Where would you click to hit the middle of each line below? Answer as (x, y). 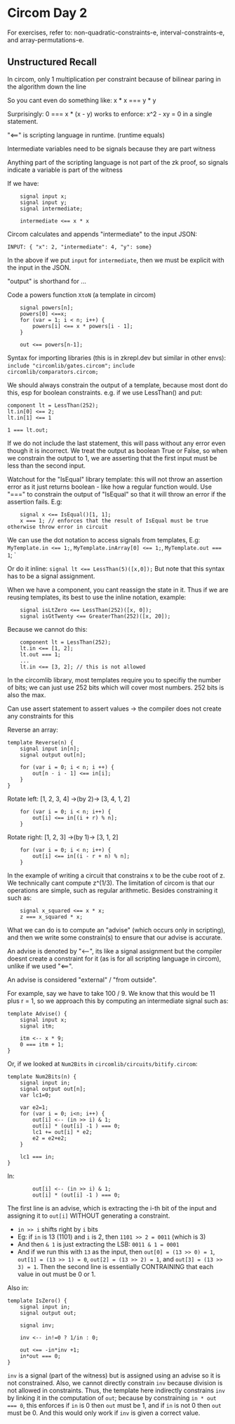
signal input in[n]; (50, 749)
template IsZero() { (38, 1301)
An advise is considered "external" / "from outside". (82, 980)
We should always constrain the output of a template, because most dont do (117, 385)
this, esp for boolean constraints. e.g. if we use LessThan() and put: (105, 392)
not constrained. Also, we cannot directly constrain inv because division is (115, 1382)
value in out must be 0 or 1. (56, 1274)
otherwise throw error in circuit (58, 527)
